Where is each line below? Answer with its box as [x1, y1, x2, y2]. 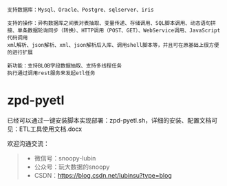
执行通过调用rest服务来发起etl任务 [7, 70, 96, 76]
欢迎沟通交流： [7, 139, 50, 147]
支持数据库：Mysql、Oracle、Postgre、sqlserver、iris [7, 6, 154, 13]
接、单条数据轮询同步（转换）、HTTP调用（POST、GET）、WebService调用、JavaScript [7, 27, 221, 34]
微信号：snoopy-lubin [34, 154, 96, 162]
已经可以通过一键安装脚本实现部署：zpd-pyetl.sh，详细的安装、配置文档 [7, 116, 212, 124]
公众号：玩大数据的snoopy [34, 163, 110, 171]
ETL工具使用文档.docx [19, 125, 83, 133]
